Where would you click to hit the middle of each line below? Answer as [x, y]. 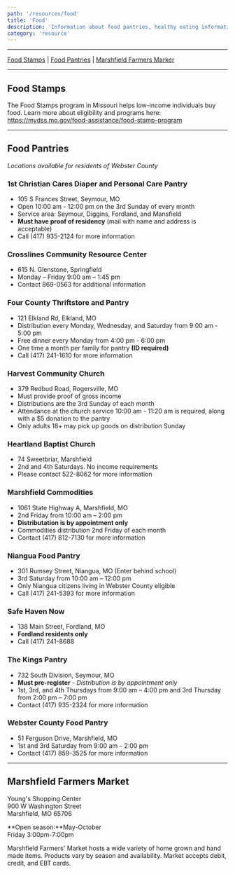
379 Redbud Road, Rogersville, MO [68, 389]
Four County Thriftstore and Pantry [68, 303]
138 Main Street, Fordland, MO [61, 627]
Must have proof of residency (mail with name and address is [107, 221]
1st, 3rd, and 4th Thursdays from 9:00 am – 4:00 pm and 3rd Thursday [119, 690]
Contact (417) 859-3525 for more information [83, 753]
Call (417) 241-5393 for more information [76, 593]
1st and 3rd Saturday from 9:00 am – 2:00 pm [83, 745]
